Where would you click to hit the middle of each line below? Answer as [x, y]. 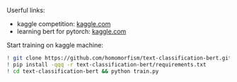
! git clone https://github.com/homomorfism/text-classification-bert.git [119, 58]
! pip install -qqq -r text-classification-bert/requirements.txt [106, 64]
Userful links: [26, 10]
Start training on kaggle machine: [55, 45]
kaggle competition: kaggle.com [64, 24]
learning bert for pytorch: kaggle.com [71, 31]
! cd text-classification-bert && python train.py [83, 71]
